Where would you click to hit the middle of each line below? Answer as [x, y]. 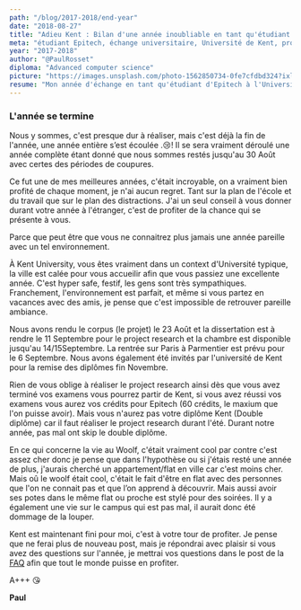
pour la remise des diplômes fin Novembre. [89, 367]
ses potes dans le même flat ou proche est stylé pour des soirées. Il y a [141, 497]
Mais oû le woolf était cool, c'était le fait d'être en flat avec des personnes [146, 478]
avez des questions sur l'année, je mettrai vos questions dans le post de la [147, 553]
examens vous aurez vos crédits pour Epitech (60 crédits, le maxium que [144, 403]
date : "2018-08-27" [46, 26]
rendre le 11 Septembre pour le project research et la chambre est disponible [150, 339]
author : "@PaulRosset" [52, 59]
